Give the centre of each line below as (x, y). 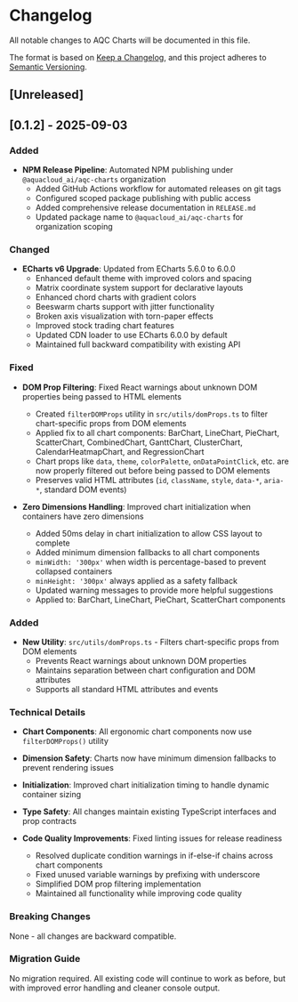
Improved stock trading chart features (105, 326)
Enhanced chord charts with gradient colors (116, 297)
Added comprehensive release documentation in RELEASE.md (145, 208)
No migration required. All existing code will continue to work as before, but (148, 978)
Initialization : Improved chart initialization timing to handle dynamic (145, 785)
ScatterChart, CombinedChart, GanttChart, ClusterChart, (139, 442)
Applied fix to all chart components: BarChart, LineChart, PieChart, (157, 432)
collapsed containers (74, 571)
